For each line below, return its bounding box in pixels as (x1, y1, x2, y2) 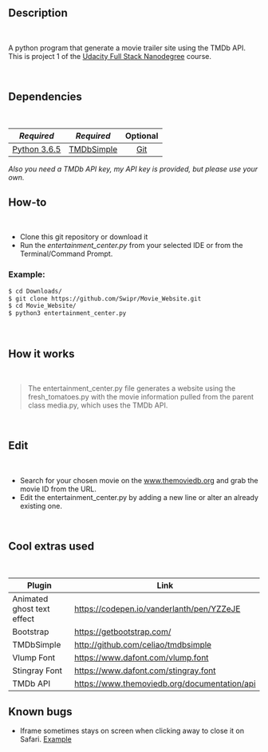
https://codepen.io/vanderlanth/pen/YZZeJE (74, 603, 241, 614)
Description (8, 6, 68, 20)
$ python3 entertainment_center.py (8, 309, 127, 317)
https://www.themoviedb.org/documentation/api (74, 678, 256, 689)
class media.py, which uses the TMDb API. (27, 400, 168, 410)
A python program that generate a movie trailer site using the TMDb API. (8, 43, 246, 53)
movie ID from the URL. (19, 484, 97, 494)
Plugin (26, 580, 52, 591)
